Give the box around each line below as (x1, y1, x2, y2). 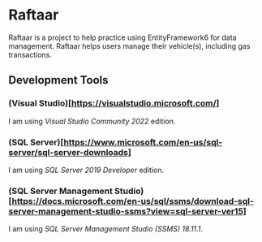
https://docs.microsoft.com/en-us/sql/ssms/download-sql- (11, 195, 254, 206)
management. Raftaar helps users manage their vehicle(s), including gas (8, 41, 251, 50)
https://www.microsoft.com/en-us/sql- (63, 136, 223, 148)
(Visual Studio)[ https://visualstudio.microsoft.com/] (8, 97, 220, 109)
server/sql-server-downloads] (8, 146, 131, 158)
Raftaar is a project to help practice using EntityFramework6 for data (8, 32, 237, 42)
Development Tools (8, 73, 109, 87)
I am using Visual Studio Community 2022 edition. (8, 116, 176, 126)
